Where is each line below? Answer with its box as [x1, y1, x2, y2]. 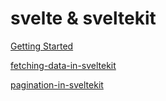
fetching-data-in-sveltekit [10, 59, 117, 71]
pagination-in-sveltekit [10, 78, 104, 91]
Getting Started [10, 40, 74, 52]
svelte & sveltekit [10, 7, 157, 30]
